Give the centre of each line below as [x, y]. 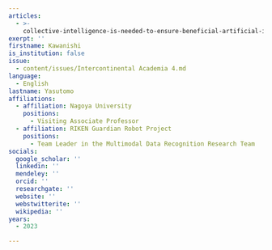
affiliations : [32, 99]
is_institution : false [47, 53]
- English [32, 83]
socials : [23, 151]
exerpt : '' [27, 38]
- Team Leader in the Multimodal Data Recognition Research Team [142, 144]
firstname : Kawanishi [45, 46]
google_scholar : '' [49, 159]
